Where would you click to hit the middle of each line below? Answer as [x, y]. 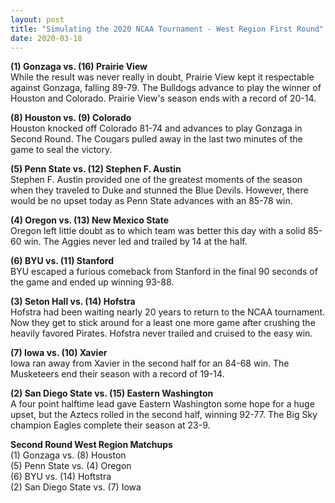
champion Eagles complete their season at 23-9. [110, 425]
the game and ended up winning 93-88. [92, 282]
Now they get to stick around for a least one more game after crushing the [163, 323]
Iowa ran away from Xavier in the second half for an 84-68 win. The [150, 363]
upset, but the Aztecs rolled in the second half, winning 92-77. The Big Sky [164, 415]
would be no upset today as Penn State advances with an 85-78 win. [151, 201]
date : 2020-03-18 [46, 38]
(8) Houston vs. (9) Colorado [71, 118]
